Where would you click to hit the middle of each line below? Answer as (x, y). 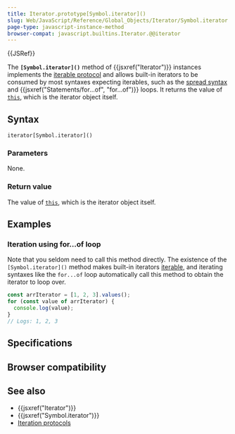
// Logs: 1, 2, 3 (33, 321)
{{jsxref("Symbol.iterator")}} (58, 416)
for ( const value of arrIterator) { (61, 302)
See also (26, 391)
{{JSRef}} (21, 54)
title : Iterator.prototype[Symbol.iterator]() (77, 14)
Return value (30, 187)
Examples (29, 224)
